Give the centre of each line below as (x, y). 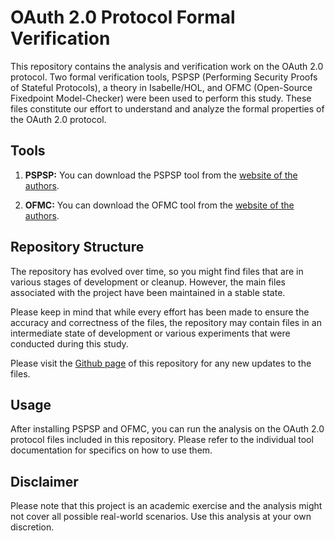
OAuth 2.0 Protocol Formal (123, 17)
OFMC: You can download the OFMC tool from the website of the (159, 205)
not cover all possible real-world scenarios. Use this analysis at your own (161, 517)
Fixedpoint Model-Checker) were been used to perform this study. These (161, 98)
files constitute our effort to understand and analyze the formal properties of (167, 108)
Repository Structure (77, 247)
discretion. (32, 527)
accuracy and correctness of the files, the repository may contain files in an (166, 322)
